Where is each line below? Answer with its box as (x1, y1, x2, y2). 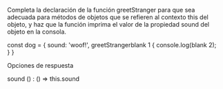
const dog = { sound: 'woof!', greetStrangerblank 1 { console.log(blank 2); (7, 41, 217, 49)
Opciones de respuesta (7, 62, 74, 69)
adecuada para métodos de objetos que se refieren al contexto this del (7, 13, 209, 21)
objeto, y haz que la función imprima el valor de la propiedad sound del (7, 21, 209, 28)
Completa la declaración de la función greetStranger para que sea (7, 6, 195, 14)
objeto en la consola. (7, 27, 67, 36)
